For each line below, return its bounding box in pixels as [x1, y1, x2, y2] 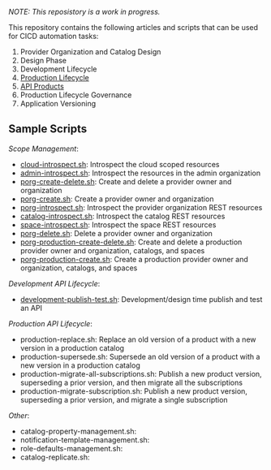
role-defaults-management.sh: [19, 443, 123, 453]
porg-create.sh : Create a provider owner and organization [19, 194, 214, 204]
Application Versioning [19, 99, 97, 108]
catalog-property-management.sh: [19, 426, 136, 436]
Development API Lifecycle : [8, 278, 101, 288]
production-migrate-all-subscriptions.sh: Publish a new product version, [19, 369, 262, 378]
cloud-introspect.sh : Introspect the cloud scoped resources [19, 159, 221, 169]
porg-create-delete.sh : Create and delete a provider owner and [19, 176, 232, 186]
